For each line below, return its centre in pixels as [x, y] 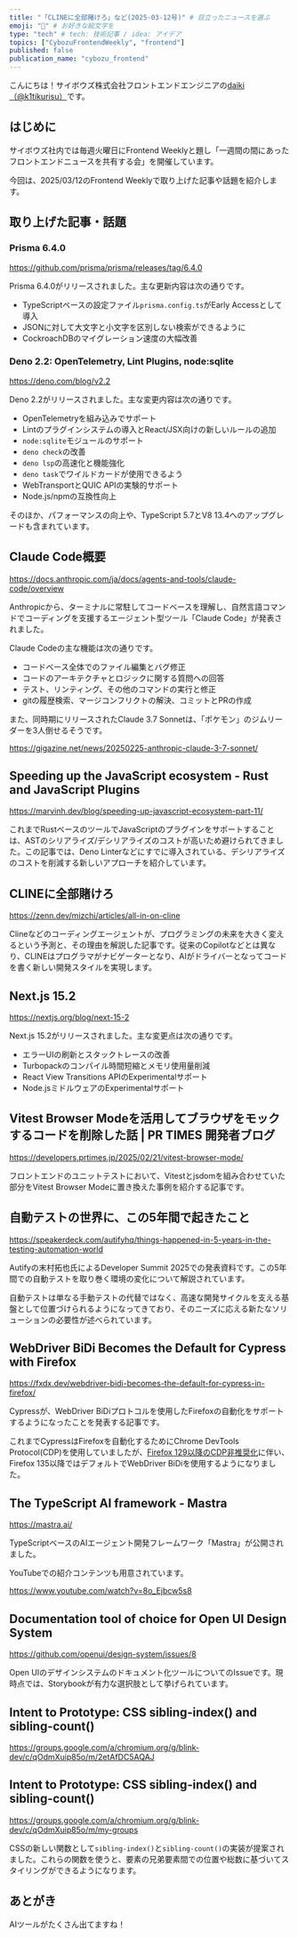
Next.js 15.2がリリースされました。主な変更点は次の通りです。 [123, 1036]
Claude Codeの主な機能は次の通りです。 [84, 648]
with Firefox [43, 1362]
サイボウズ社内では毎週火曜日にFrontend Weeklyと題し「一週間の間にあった [149, 150]
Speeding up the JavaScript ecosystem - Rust [139, 776]
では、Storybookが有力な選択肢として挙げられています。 [129, 1684]
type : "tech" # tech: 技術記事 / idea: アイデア [96, 34]
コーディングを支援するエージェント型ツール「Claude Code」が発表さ [153, 618]
